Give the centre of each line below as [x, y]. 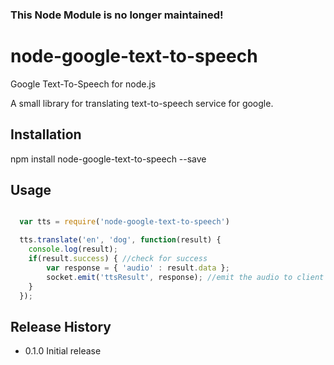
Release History [61, 326]
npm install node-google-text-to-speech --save [108, 159]
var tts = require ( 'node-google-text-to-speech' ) [124, 222]
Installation [46, 134]
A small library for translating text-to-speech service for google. [142, 103]
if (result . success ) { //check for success [118, 259]
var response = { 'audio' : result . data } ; [138, 268]
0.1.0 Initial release [63, 351]
